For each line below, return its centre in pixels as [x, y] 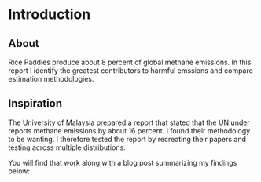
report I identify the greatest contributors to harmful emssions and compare [130, 71]
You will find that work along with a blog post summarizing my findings [123, 162]
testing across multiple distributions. [67, 147]
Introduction [50, 15]
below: [19, 171]
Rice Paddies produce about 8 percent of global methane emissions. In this [130, 62]
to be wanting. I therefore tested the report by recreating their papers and [127, 139]
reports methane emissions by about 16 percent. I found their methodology [129, 130]
